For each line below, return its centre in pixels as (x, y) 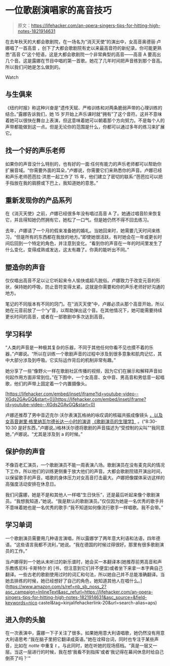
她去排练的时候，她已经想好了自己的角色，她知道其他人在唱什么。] (74, 581)
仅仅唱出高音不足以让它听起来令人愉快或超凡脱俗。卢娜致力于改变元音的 (80, 280)
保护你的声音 (25, 452)
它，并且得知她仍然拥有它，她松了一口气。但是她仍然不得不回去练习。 (78, 220)
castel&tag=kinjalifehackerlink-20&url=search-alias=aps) (98, 602)
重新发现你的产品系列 (38, 200)
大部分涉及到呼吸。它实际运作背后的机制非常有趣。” (63, 360)
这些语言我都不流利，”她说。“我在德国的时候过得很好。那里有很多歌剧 (88, 545)
